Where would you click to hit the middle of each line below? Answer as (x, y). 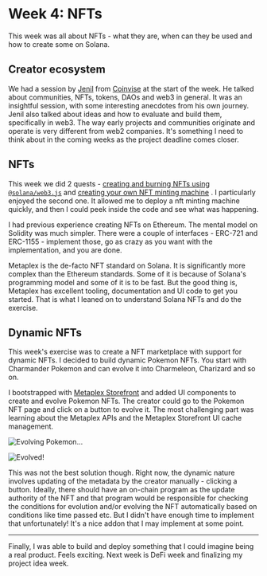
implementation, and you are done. (65, 250)
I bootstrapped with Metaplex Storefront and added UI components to (122, 393)
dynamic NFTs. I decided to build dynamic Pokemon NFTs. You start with (128, 360)
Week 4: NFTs (55, 14)
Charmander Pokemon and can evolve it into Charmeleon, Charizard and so (132, 369)
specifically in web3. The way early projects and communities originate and (132, 122)
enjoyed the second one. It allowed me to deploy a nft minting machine (124, 201)
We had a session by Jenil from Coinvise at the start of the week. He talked (131, 88)
